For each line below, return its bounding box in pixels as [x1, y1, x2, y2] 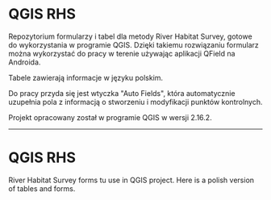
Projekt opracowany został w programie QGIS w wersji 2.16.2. [8, 112, 212, 122]
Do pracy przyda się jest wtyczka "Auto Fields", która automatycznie [8, 88, 236, 98]
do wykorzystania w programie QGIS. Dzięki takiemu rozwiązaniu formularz [8, 40, 260, 49]
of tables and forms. [8, 183, 76, 194]
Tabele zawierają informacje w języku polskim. [8, 73, 164, 82]
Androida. [8, 57, 41, 67]
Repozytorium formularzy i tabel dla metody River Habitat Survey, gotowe [8, 31, 252, 41]
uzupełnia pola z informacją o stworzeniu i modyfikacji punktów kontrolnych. [8, 97, 263, 106]
